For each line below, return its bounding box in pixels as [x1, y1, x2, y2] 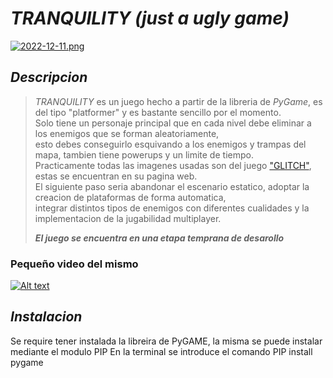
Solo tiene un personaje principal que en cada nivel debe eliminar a [34, 117, 312, 129]
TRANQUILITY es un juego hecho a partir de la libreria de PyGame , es [34, 95, 323, 107]
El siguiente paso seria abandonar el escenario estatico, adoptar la [34, 180, 310, 192]
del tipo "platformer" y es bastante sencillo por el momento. [34, 106, 282, 118]
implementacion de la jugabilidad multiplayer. [34, 212, 222, 224]
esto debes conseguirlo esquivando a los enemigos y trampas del [34, 138, 307, 150]
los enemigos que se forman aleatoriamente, [34, 127, 220, 139]
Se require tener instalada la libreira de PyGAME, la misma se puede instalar [10, 335, 323, 347]
